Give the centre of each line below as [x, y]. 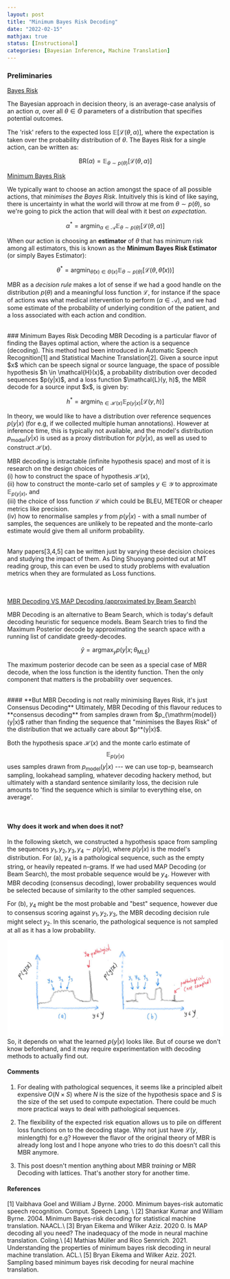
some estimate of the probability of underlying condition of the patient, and [113, 308]
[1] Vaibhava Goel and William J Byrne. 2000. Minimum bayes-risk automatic [115, 1204]
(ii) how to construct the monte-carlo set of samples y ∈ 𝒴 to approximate [112, 484]
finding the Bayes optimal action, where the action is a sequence [99, 343]
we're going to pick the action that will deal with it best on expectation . [107, 211]
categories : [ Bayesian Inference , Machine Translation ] [89, 51]
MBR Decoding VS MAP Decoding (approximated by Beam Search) [102, 601]
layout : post [26, 14]
